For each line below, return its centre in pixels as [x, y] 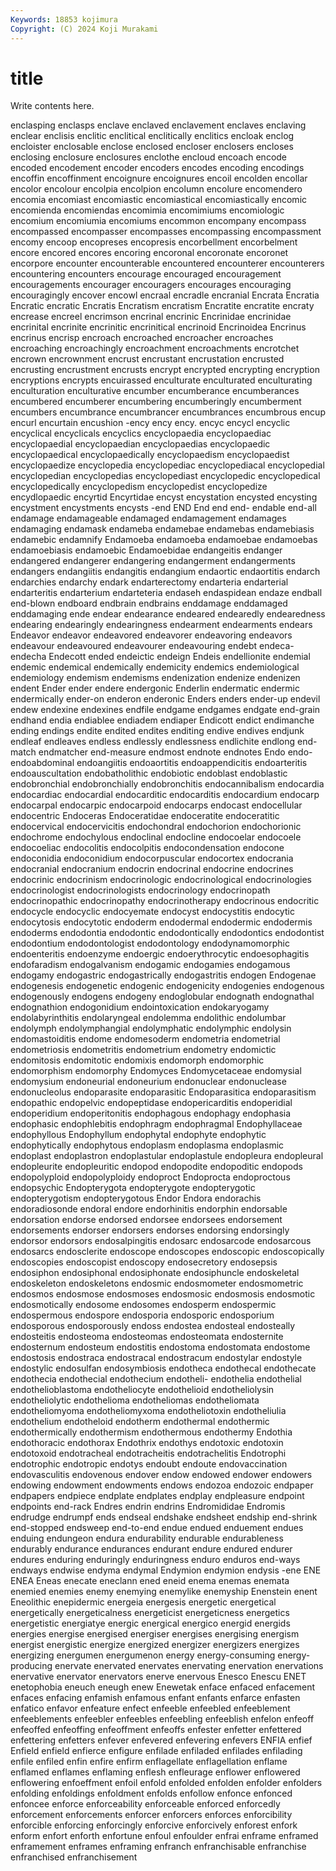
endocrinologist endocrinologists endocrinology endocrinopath [140, 890]
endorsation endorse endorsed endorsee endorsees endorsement [146, 1220]
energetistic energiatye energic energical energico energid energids [150, 1623]
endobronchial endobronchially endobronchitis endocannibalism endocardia [167, 784]
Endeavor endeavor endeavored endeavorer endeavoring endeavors [151, 635]
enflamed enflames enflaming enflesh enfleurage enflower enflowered [155, 1772]
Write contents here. [52, 106]
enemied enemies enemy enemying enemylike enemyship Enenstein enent [164, 1592]
